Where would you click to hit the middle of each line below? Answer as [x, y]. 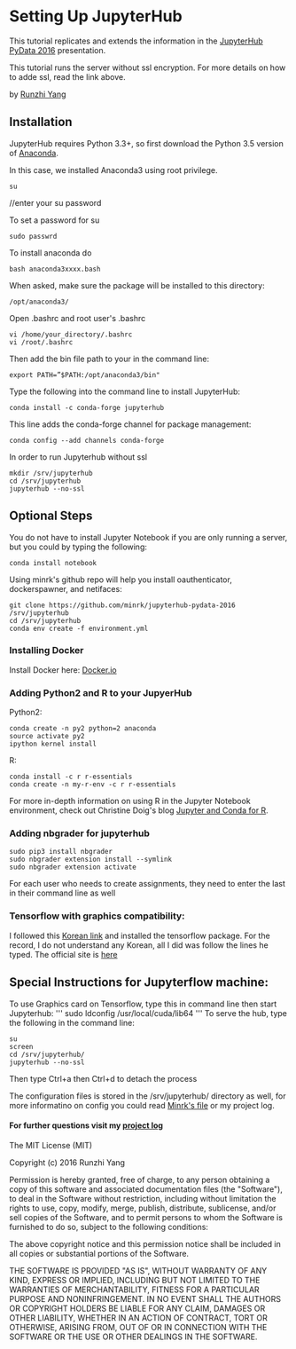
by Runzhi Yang [38, 94]
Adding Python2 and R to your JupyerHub [101, 692]
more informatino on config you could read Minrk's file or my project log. [142, 1105]
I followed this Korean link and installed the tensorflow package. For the [140, 935]
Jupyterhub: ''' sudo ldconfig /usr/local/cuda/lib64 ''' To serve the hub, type [148, 1013]
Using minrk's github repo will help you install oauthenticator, [121, 580]
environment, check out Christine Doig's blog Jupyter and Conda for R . [139, 810]
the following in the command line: [72, 1022]
